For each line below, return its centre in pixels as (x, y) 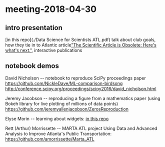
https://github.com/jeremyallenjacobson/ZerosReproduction (67, 109)
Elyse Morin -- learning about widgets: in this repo (57, 118)
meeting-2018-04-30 (51, 9)
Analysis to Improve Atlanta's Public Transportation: (58, 133)
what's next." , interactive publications (44, 50)
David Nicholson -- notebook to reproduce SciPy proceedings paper (75, 78)
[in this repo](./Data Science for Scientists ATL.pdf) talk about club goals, (80, 39)
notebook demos (32, 66)
